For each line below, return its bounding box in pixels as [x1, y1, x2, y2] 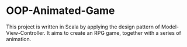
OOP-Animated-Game [6, 4, 115, 17]
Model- [161, 23, 179, 30]
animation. [6, 35, 32, 42]
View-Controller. [6, 29, 46, 36]
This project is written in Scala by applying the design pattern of [6, 23, 161, 30]
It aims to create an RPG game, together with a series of [46, 29, 181, 36]
